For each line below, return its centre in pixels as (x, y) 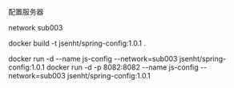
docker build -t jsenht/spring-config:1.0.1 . (77, 43)
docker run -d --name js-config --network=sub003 (93, 59)
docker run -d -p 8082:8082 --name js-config (123, 67)
